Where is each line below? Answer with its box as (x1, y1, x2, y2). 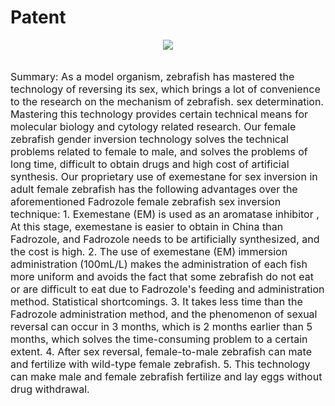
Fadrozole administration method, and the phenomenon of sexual (10, 307, 318, 321)
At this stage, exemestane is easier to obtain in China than (10, 219, 284, 233)
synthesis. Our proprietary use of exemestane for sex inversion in (10, 169, 318, 183)
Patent (10, 6, 67, 29)
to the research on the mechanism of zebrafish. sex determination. (10, 94, 324, 108)
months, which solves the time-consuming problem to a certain (10, 332, 308, 346)
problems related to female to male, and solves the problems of (10, 144, 308, 158)
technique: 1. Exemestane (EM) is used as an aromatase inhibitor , (10, 207, 320, 221)
